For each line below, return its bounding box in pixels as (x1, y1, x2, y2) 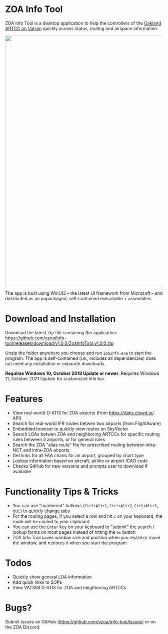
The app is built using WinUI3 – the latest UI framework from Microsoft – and (5, 290, 163, 296)
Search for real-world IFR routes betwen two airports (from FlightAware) (12, 420, 161, 427)
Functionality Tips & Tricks (5, 486, 118, 497)
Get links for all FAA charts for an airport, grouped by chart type (12, 452, 144, 458)
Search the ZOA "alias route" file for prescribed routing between (12, 442, 145, 448)
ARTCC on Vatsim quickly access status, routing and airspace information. (5, 25, 158, 31)
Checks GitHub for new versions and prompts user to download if (12, 463, 148, 469)
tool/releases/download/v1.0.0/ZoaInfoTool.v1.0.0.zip (5, 340, 114, 346)
